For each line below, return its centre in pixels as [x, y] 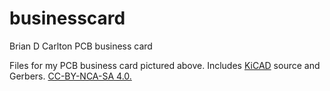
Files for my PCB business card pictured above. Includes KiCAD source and [165, 65]
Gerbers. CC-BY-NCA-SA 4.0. [70, 76]
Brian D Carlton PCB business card [81, 46]
